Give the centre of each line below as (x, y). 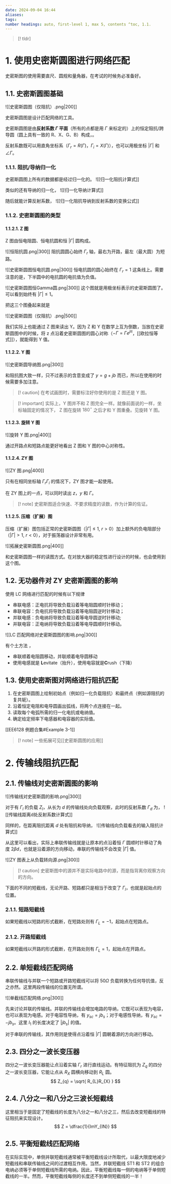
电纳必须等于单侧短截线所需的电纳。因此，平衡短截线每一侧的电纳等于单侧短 (85, 1170)
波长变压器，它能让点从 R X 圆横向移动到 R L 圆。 (64, 1072)
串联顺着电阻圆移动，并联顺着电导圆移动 (55, 656)
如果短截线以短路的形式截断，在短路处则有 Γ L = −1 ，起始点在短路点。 (78, 922)
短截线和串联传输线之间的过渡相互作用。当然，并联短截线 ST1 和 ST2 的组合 (85, 1163)
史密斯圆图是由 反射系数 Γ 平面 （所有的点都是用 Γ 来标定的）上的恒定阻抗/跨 (84, 128)
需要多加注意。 (25, 381)
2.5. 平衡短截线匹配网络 (42, 1144)
